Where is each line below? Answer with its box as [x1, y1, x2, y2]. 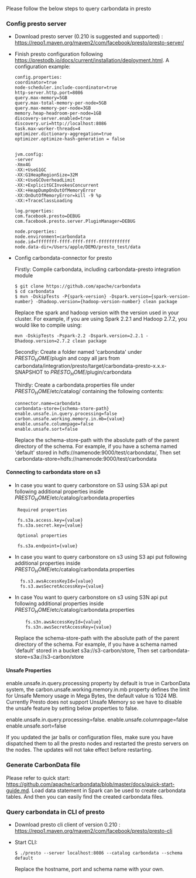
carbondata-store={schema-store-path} [14, 406, 109, 411]
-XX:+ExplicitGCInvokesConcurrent [14, 182, 99, 189]
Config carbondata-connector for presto [14, 254, 112, 262]
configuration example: [14, 63, 71, 70]
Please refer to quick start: [6, 774, 70, 781]
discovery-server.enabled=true [14, 116, 91, 122]
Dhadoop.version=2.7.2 [14, 338, 70, 344]
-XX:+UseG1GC [14, 167, 47, 173]
